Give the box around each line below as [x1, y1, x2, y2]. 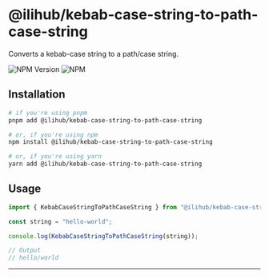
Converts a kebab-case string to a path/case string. [8, 49, 179, 58]
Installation [8, 88, 66, 101]
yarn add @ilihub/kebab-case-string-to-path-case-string [8, 160, 203, 169]
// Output [8, 246, 42, 255]
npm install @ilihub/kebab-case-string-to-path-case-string [8, 138, 214, 146]
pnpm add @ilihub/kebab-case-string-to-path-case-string [8, 116, 203, 125]
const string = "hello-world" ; [8, 217, 113, 225]
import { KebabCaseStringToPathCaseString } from [8, 203, 178, 211]
